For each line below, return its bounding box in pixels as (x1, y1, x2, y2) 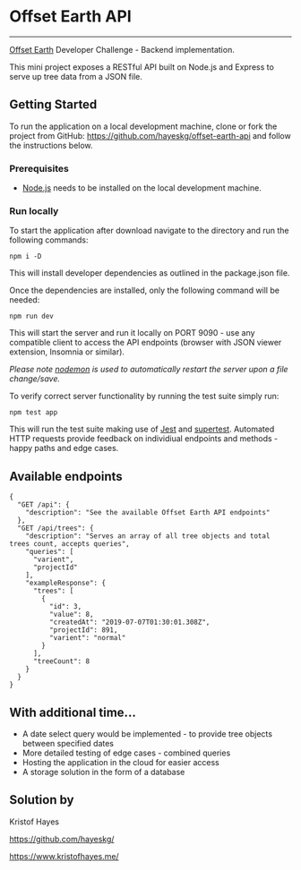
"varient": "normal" (48, 634, 126, 643)
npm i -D (9, 252, 42, 261)
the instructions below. (9, 140, 93, 150)
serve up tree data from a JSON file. (9, 71, 143, 81)
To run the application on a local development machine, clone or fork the (9, 121, 278, 132)
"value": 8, (48, 610, 94, 619)
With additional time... (9, 704, 136, 720)
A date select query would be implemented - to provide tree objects (21, 728, 273, 739)
